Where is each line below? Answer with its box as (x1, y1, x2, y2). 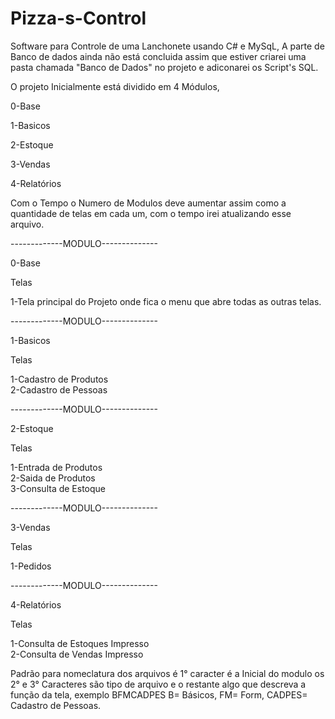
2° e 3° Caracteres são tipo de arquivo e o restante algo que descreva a (10, 678, 307, 690)
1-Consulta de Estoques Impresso (10, 637, 150, 649)
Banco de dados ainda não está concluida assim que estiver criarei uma (10, 50, 307, 62)
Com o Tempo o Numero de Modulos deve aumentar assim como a (10, 197, 287, 209)
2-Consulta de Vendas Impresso (10, 648, 144, 660)
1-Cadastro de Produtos (10, 373, 109, 385)
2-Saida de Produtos (10, 472, 96, 484)
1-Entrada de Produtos (10, 461, 103, 473)
